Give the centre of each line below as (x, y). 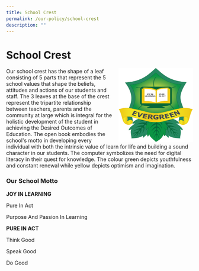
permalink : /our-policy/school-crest (53, 19)
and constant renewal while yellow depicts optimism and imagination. (91, 166)
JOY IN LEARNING (29, 194)
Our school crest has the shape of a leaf (55, 72)
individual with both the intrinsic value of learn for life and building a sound (97, 147)
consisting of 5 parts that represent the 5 (56, 78)
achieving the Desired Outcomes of (49, 128)
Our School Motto (32, 181)
